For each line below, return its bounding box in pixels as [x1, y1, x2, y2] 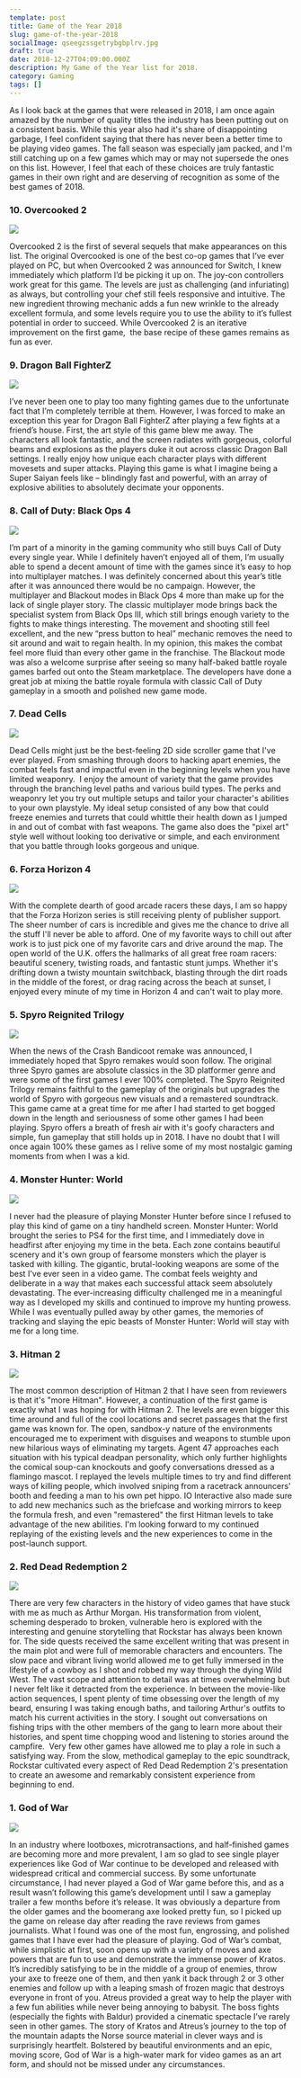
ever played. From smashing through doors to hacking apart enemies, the [9, 754, 281, 765]
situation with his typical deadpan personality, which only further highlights [9, 1452, 288, 1462]
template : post [9, 13, 66, 22]
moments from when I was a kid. [9, 1151, 130, 1162]
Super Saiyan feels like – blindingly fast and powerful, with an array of [9, 473, 268, 484]
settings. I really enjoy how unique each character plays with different [9, 453, 267, 464]
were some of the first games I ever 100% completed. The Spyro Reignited [9, 1075, 286, 1085]
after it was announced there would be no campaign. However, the [9, 580, 256, 591]
